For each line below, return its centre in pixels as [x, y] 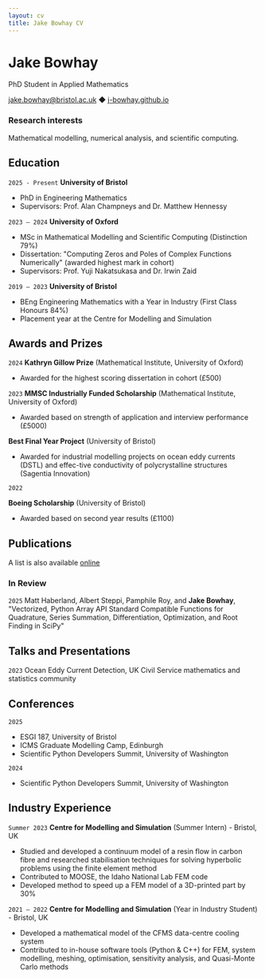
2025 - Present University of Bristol [68, 182]
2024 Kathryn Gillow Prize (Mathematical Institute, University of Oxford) [126, 362]
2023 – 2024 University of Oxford [64, 221]
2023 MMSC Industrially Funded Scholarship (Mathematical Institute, [122, 393]
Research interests [46, 120]
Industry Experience [60, 808]
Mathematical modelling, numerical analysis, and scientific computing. [123, 138]
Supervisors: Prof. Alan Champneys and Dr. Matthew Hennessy [123, 206]
